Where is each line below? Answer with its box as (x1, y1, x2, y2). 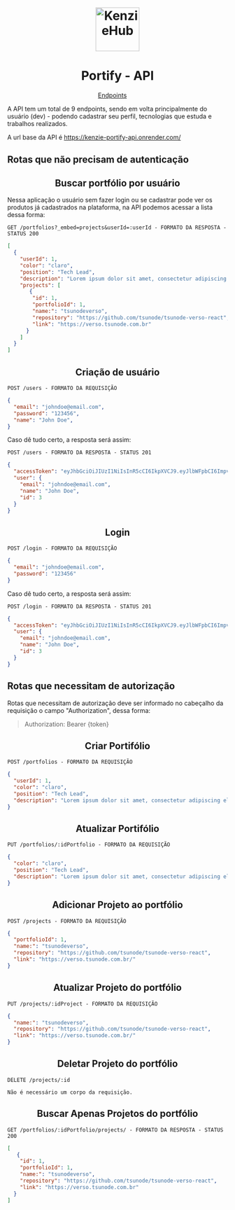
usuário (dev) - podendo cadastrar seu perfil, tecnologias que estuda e (7, 112, 212, 120)
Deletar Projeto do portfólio (57, 1058, 178, 1070)
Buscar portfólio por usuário (55, 177, 180, 189)
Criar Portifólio (85, 739, 150, 752)
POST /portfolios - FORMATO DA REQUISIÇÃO (7, 758, 133, 766)
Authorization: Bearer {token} (24, 720, 110, 728)
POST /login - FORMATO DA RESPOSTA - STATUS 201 (7, 603, 152, 610)
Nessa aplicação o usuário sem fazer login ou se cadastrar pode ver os (7, 196, 213, 204)
